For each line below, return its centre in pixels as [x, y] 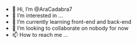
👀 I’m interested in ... [37, 15]
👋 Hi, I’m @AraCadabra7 [42, 9]
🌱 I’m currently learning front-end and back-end [72, 22]
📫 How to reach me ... [40, 35]
